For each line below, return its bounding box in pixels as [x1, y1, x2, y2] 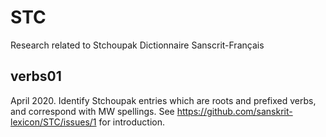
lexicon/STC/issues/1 [10, 116, 97, 128]
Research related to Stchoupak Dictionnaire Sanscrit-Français [10, 39, 265, 51]
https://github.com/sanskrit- [176, 105, 293, 117]
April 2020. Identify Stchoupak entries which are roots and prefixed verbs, [10, 94, 317, 106]
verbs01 [10, 68, 62, 85]
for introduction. [98, 116, 166, 128]
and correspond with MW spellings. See [10, 105, 175, 117]
